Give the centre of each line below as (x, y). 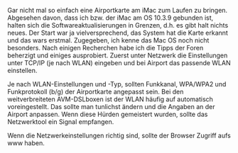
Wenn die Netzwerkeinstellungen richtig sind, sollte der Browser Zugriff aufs (119, 135)
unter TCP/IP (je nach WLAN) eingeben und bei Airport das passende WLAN (119, 63)
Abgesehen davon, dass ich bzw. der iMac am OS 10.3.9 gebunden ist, (110, 18)
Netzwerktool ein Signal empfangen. (61, 122)
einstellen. (22, 70)
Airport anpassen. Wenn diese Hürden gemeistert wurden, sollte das (108, 114)
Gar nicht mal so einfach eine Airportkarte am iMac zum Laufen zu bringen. (118, 10)
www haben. (26, 143)
